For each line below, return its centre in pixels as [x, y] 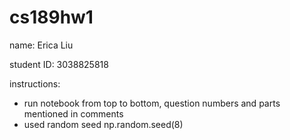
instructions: [35, 83]
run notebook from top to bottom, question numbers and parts [152, 103]
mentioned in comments [73, 113]
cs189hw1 [51, 17]
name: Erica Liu [41, 45]
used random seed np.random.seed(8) [103, 124]
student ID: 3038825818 [59, 64]
